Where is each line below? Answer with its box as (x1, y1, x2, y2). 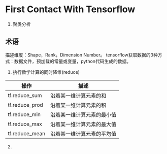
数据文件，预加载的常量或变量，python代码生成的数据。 (14, 58, 131, 64)
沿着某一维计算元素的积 (50, 102, 107, 109)
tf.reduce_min (8, 111, 41, 118)
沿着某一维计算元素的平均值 (50, 130, 117, 137)
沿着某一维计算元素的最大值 (50, 120, 117, 128)
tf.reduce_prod (8, 101, 43, 108)
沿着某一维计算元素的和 (50, 92, 107, 99)
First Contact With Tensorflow (5, 4, 136, 15)
